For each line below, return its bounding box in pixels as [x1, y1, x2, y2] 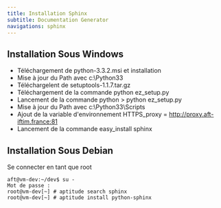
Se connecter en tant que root [7, 163, 93, 171]
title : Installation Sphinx [7, 10, 88, 17]
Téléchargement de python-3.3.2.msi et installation [16, 67, 161, 75]
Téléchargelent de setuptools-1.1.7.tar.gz [16, 81, 131, 89]
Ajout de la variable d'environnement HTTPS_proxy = [16, 111, 168, 119]
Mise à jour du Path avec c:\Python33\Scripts [16, 103, 146, 111]
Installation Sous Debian [7, 145, 113, 157]
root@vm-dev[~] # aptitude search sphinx [7, 188, 128, 195]
